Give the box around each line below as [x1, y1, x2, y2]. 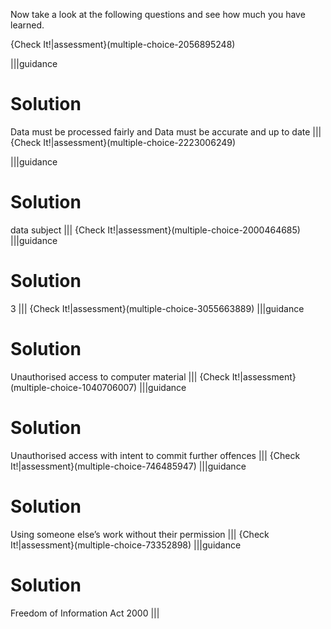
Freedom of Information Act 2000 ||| [10, 607, 160, 619]
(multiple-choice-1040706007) [10, 381, 138, 393]
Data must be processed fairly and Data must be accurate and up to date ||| [10, 125, 322, 138]
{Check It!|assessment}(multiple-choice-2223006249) [10, 136, 237, 148]
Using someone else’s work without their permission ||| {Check [10, 528, 270, 540]
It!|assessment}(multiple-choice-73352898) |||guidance [10, 539, 242, 551]
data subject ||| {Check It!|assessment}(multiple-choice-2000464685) [10, 224, 301, 236]
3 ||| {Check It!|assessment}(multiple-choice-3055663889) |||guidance [10, 302, 305, 314]
